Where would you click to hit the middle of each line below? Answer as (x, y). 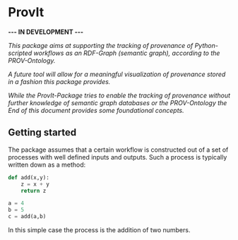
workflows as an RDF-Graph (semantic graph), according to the (127, 53)
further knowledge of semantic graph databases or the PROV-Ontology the (118, 102)
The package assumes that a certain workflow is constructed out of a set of (118, 150)
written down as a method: (47, 164)
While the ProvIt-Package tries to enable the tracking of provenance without (119, 95)
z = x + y (35, 184)
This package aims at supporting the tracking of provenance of (101, 45)
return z (34, 191)
